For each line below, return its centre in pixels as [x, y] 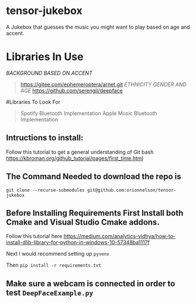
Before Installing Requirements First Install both [95, 213]
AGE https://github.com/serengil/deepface [71, 90]
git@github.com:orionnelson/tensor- [132, 190]
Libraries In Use [45, 57]
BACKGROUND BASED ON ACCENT [49, 73]
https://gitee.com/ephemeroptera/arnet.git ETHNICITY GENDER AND [104, 84]
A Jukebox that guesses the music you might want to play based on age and [98, 27]
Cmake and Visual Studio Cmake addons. [83, 222]
